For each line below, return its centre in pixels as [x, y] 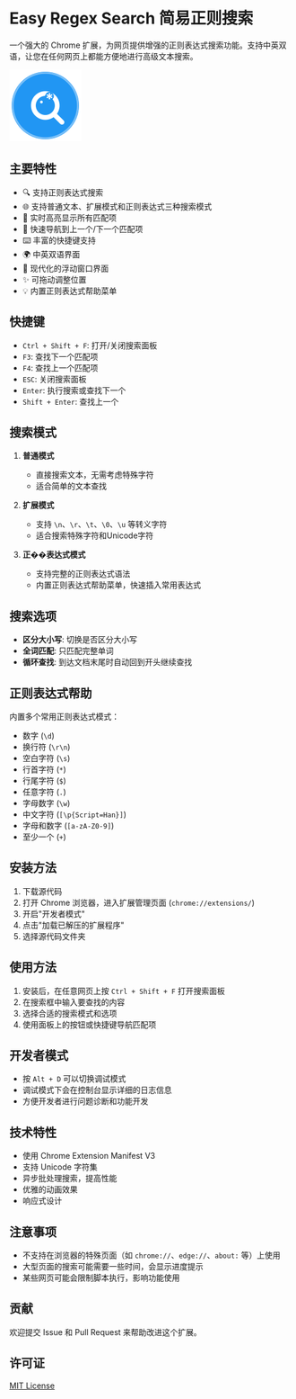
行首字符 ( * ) [44, 769]
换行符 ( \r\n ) [46, 747]
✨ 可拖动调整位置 [54, 279]
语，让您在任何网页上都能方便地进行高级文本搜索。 [104, 56]
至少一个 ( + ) [44, 837]
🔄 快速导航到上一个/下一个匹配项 [83, 229]
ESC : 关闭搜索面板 [54, 379]
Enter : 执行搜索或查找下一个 [74, 390]
